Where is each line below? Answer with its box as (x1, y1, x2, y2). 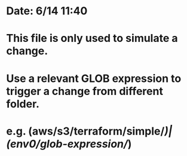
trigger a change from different (6, 84, 163, 98)
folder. (6, 97, 40, 111)
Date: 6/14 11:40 (6, 4, 88, 18)
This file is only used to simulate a (6, 32, 178, 45)
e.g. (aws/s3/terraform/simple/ (6, 124, 165, 138)
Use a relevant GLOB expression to (6, 72, 182, 85)
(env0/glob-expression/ (6, 137, 128, 151)
